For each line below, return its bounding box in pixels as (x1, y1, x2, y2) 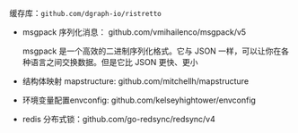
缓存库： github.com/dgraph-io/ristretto (9, 8, 162, 18)
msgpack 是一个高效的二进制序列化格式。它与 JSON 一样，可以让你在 (22, 46, 282, 56)
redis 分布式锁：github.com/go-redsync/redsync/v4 (22, 114, 215, 124)
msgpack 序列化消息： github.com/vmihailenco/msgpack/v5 (22, 27, 247, 37)
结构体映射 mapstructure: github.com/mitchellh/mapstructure (22, 76, 250, 87)
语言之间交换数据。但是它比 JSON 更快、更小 (30, 57, 198, 67)
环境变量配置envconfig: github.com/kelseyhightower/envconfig (22, 95, 256, 105)
